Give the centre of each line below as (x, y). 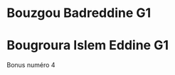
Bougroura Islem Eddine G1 (87, 46)
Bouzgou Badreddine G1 (79, 13)
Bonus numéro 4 (31, 65)
